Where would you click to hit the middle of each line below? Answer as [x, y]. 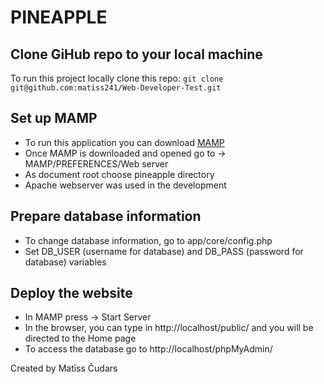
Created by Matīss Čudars [64, 368]
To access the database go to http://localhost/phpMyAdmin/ [148, 349]
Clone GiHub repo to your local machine [136, 54]
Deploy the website [71, 293]
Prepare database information [106, 216]
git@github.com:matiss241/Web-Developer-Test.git [116, 88]
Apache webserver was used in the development [125, 185]
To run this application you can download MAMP [124, 142]
